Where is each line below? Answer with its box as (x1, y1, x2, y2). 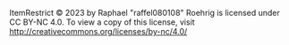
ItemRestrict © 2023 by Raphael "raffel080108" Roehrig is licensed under (9, 8, 280, 18)
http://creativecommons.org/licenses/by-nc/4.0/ (9, 26, 188, 36)
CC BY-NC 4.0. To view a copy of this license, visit (9, 17, 195, 27)
